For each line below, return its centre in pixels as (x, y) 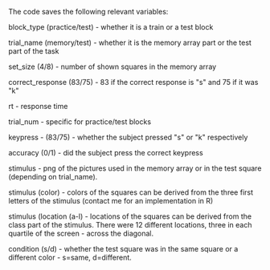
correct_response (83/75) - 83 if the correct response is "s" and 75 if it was (133, 82)
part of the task (34, 51)
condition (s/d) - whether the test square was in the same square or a (123, 249)
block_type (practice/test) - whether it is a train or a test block (111, 27)
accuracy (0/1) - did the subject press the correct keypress (106, 153)
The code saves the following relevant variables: (88, 12)
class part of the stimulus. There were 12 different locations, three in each (130, 225)
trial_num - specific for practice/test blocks (80, 122)
